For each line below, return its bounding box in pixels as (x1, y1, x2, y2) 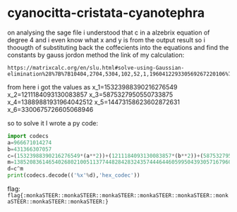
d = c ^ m (7, 166, 23, 173)
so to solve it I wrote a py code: (7, 118, 99, 127)
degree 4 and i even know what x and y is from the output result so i (7, 35, 206, 44)
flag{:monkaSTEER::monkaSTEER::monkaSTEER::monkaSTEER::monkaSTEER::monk (7, 192, 229, 199)
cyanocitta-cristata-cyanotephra (7, 5, 205, 21)
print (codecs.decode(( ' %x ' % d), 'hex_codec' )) (7, 172, 140, 179)
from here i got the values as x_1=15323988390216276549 (7, 82, 178, 91)
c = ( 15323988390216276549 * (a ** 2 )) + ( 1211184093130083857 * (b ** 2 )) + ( (7, 152, 204, 159)
